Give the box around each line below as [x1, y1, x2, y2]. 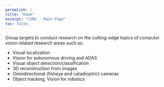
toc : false [5, 21, 28, 26]
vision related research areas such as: [5, 40, 84, 46]
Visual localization [12, 50, 50, 56]
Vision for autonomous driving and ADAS [12, 55, 97, 61]
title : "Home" [5, 12, 35, 17]
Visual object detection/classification [12, 60, 89, 66]
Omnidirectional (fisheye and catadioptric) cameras [12, 71, 119, 77]
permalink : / [5, 7, 33, 12]
